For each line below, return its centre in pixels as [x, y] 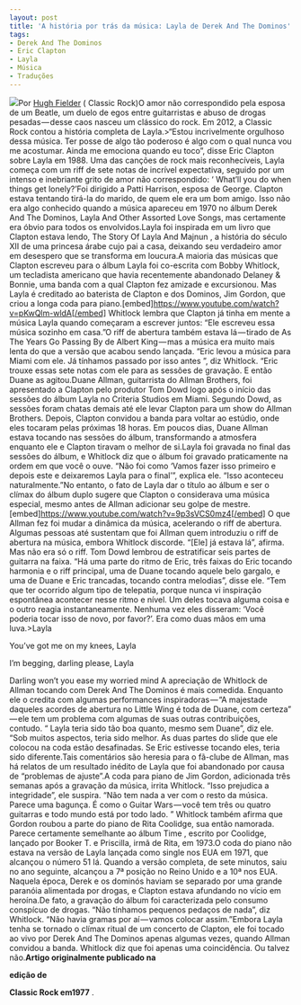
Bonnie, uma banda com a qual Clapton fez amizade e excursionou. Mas [143, 284]
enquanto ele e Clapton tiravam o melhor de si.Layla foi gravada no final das [150, 447]
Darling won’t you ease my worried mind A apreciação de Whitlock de [138, 680]
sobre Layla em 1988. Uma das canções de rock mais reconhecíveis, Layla [147, 160]
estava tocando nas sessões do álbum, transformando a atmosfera [133, 437]
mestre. [236, 503]
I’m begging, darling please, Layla [72, 663]
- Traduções [31, 76]
